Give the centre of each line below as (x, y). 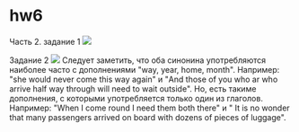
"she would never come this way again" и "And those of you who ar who (144, 79)
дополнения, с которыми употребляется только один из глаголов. (136, 98)
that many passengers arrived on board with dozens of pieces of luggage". (148, 117)
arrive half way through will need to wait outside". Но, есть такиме (133, 88)
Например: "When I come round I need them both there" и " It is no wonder (149, 108)
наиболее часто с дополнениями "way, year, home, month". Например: (145, 69)
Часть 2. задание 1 (45, 41)
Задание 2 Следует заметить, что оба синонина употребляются (138, 60)
